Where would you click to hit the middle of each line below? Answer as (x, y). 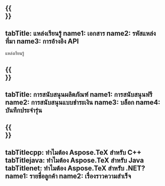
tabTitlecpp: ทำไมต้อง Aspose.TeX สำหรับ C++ (73, 152)
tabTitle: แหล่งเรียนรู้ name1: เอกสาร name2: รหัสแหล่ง (81, 33)
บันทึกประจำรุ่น (24, 110)
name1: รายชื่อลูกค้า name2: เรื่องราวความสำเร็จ (68, 176)
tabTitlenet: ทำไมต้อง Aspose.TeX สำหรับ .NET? (75, 168)
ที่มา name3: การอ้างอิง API (42, 41)
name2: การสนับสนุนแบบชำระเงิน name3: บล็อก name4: (83, 102)
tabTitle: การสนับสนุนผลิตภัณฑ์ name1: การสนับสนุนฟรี (79, 95)
